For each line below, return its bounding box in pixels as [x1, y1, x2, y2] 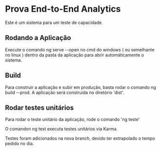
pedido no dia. [5, 141, 34, 147]
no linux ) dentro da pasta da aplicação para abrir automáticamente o [5, 52, 144, 58]
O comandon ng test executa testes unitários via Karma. [5, 126, 118, 132]
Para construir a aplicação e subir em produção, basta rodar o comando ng [5, 84, 156, 90]
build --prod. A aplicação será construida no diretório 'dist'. [5, 89, 124, 95]
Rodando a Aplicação [5, 34, 71, 42]
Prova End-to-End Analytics [5, 3, 121, 15]
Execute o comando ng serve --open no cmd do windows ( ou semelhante [5, 46, 155, 52]
